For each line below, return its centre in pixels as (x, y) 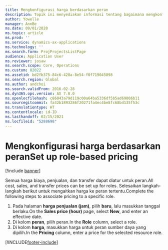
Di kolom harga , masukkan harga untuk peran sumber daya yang (79, 227)
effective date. (27, 216)
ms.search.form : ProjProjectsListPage (45, 51)
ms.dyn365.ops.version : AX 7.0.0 (40, 93)
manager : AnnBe (21, 24)
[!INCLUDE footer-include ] (32, 242)
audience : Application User (34, 56)
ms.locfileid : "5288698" (31, 121)
